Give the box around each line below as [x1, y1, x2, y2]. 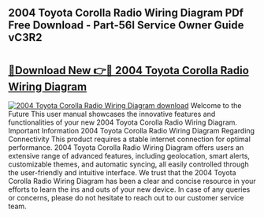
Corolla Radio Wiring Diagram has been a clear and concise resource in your [8, 177, 256, 185]
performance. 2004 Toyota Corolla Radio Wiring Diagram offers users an [8, 143, 244, 152]
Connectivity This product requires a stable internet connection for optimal [8, 134, 251, 144]
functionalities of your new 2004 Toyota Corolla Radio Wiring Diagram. [8, 118, 238, 127]
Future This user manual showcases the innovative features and [8, 110, 216, 118]
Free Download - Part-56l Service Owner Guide [8, 19, 244, 32]
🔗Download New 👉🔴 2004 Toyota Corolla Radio [8, 63, 250, 77]
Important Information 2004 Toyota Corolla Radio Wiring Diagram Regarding [8, 126, 255, 135]
